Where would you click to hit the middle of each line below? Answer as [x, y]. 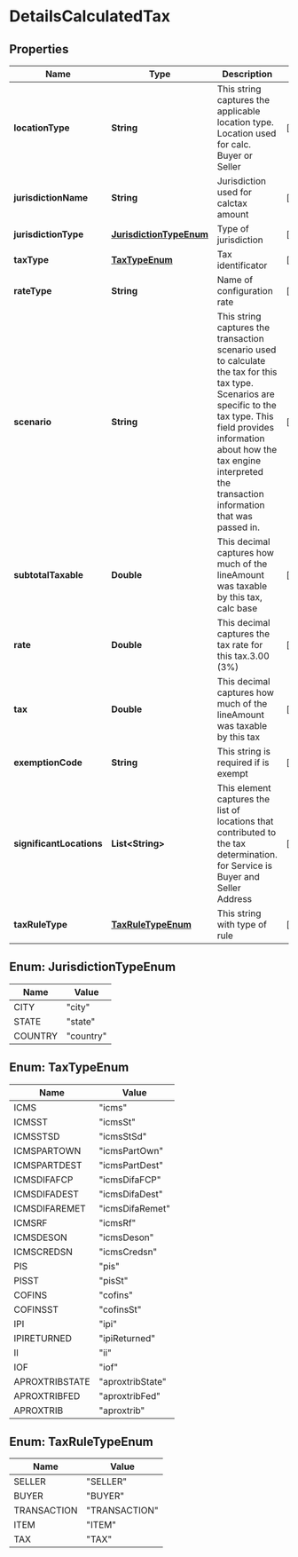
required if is [243, 763]
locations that [245, 821]
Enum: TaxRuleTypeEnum [81, 1442]
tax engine [239, 461]
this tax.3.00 [243, 656]
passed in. [238, 527]
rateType [33, 291]
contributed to [247, 832]
